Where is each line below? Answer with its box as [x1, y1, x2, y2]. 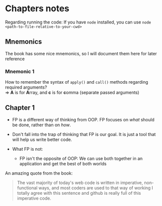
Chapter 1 [5, 104, 35, 112]
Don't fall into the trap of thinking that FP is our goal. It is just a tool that [12, 131, 156, 137]
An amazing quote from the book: [5, 170, 73, 176]
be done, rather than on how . [12, 122, 71, 128]
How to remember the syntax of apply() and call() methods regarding [5, 79, 148, 85]
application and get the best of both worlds [19, 160, 107, 166]
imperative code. [17, 195, 51, 201]
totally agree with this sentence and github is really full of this [17, 190, 141, 196]
